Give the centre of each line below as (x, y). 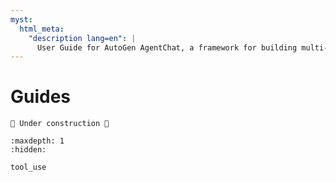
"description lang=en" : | (82, 38)
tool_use (28, 167)
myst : (21, 19)
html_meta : (42, 29)
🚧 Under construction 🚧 (60, 124)
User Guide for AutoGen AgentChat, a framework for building (167, 47)
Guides (41, 97)
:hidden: (28, 150)
